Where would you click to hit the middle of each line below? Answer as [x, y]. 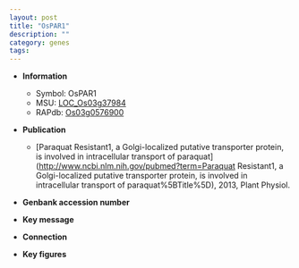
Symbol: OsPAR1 [66, 94]
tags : [19, 51]
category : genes [39, 42]
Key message [48, 220]
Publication [44, 130]
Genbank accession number [76, 203]
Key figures [44, 255]
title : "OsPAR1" [39, 26]
